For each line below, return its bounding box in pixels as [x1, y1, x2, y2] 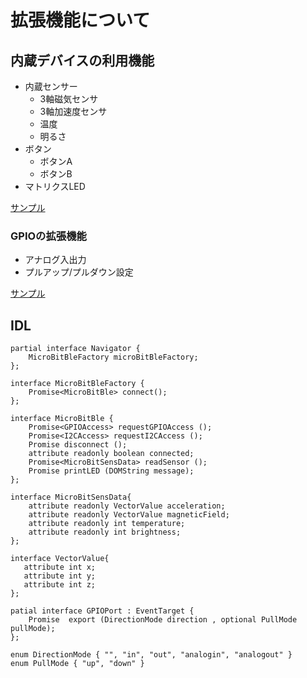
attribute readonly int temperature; [28, 519, 186, 529]
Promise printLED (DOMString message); [28, 466, 195, 476]
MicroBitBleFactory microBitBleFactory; [28, 352, 199, 363]
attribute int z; [23, 580, 97, 590]
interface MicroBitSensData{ [10, 492, 132, 503]
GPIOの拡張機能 [10, 229, 87, 243]
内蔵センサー [24, 81, 78, 92]
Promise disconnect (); [28, 440, 128, 450]
